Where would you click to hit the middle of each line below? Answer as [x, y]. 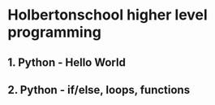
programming [55, 32]
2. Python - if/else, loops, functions [99, 90]
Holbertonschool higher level [107, 15]
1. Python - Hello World [67, 62]
